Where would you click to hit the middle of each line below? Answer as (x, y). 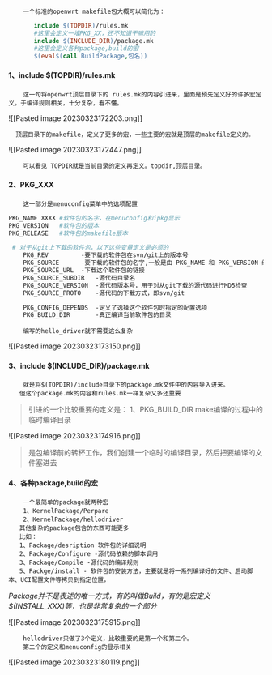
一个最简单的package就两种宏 (66, 502)
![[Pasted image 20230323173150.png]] (75, 346)
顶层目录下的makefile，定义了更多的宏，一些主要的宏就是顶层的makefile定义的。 (135, 135)
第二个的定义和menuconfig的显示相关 (77, 647)
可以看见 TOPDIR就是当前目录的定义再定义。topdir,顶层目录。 (115, 166)
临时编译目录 (49, 420)
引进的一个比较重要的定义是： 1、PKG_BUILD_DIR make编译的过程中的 (145, 410)
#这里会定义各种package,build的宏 (86, 48)
